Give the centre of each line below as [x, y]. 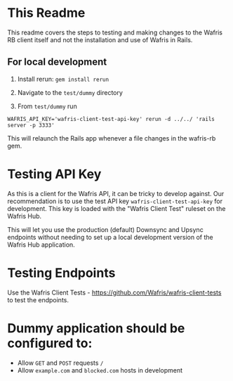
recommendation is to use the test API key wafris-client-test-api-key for [115, 201]
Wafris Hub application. [41, 245]
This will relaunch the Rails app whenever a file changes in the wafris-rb [112, 138]
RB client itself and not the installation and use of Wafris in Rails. [100, 39]
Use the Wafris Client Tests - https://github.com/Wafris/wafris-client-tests [114, 292]
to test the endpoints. [38, 299]
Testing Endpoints [61, 273]
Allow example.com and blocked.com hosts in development [100, 370]
